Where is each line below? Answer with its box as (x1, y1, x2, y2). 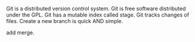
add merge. (6, 29, 35, 36)
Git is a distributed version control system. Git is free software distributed (6, 5, 186, 12)
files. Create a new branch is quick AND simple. (6, 18, 123, 24)
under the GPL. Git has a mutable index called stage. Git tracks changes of (6, 11, 190, 18)
